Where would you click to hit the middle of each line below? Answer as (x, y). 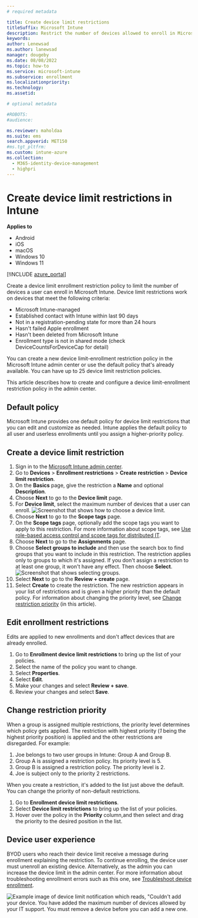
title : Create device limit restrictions (58, 22)
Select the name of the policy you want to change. (76, 667)
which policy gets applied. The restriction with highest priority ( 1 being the (96, 730)
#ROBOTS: (17, 114)
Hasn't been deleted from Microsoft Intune (67, 335)
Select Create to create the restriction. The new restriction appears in (99, 585)
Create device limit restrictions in (89, 198)
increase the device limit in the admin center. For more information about (95, 872)
